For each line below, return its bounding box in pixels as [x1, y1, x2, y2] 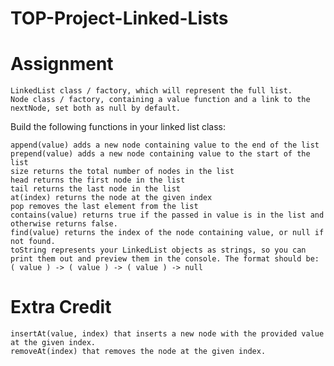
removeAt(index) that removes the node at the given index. [10, 347, 267, 357]
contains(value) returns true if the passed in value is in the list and [10, 210, 325, 221]
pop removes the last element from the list [10, 202, 199, 212]
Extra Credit [10, 296, 112, 319]
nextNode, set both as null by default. [10, 103, 182, 114]
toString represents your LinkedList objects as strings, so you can [10, 245, 307, 256]
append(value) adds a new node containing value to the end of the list [10, 140, 320, 151]
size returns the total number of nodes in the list [10, 167, 235, 177]
